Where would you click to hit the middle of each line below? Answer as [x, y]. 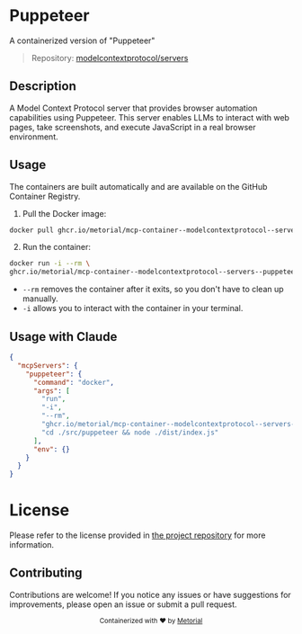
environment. [34, 137]
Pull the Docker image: [64, 213]
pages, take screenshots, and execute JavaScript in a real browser [133, 127]
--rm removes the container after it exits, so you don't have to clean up [153, 290]
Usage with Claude [63, 337]
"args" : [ [51, 391]
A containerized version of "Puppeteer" [82, 40]
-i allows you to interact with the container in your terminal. [133, 308]
